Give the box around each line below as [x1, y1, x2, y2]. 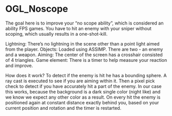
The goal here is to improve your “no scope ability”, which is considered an [5, 20, 164, 26]
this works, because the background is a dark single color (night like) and [5, 88, 161, 95]
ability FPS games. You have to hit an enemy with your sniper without [5, 25, 151, 31]
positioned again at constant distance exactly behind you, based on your [5, 99, 159, 105]
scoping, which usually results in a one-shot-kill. [5, 31, 108, 37]
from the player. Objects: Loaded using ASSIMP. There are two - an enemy [5, 46, 163, 52]
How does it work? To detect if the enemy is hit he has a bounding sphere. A [5, 72, 167, 78]
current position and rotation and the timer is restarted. [5, 105, 122, 111]
